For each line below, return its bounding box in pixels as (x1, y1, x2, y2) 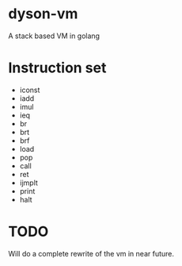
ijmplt (19, 178, 38, 187)
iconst (19, 85, 40, 94)
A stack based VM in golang (8, 31, 100, 40)
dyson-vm (8, 5, 78, 23)
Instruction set (8, 59, 107, 77)
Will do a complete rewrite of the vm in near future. (8, 249, 175, 258)
